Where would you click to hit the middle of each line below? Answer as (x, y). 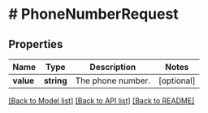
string (55, 80)
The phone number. (113, 80)
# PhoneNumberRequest (93, 14)
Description (113, 67)
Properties (36, 44)
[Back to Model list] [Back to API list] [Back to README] (102, 101)
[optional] (177, 80)
